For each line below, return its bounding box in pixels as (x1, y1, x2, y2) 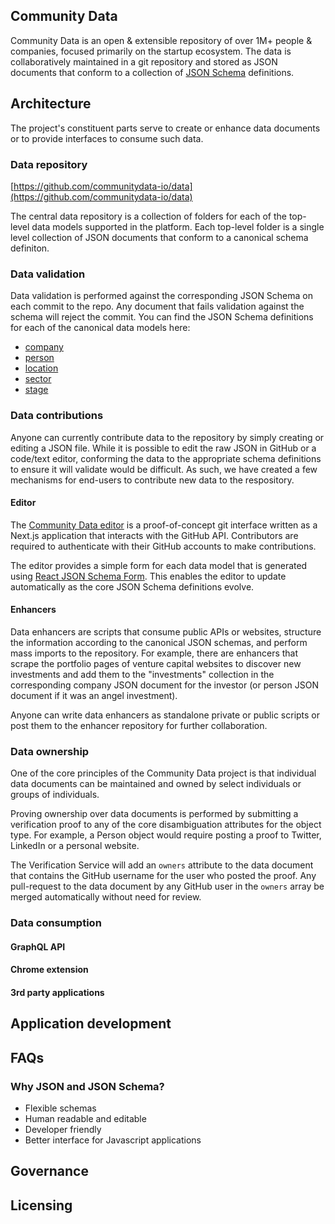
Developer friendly (24, 1124, 102, 1135)
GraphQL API (10, 940, 66, 953)
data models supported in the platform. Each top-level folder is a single (31, 220, 325, 233)
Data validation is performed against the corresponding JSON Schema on (10, 290, 314, 302)
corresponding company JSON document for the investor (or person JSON (10, 679, 319, 691)
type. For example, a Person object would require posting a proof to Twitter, (10, 829, 322, 841)
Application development (10, 1015, 172, 1033)
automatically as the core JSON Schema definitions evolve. (10, 580, 255, 593)
